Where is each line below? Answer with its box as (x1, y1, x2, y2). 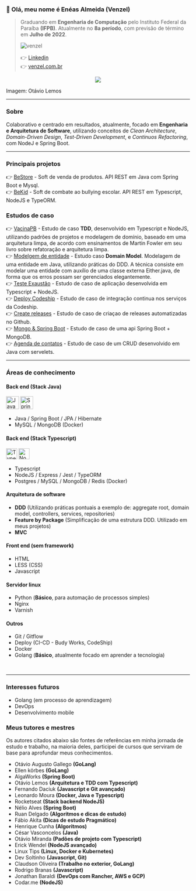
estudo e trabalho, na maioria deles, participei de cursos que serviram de (6, 743, 183, 750)
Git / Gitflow (14, 633, 44, 640)
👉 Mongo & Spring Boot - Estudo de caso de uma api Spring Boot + (6, 325, 170, 332)
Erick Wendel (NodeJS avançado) (14, 841, 97, 848)
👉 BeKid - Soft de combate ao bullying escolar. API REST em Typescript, (6, 188, 183, 195)
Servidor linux (6, 581, 41, 588)
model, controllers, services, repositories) (14, 510, 115, 517)
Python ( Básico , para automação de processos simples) (14, 594, 150, 601)
